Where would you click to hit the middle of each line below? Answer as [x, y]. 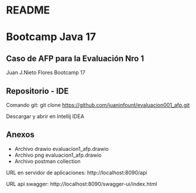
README [28, 10]
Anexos [20, 135]
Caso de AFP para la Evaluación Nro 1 [75, 58]
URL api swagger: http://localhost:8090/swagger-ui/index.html [82, 184]
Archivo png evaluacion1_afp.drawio [58, 155]
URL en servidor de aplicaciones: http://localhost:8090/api [77, 173]
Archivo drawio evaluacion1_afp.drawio [62, 149]
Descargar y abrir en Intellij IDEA [45, 116]
